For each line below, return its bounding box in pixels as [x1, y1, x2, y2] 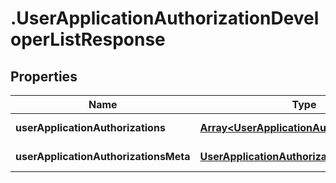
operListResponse [10, 28, 166, 51]
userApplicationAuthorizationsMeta [15, 150, 191, 163]
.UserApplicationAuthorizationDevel [10, 7, 320, 30]
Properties [10, 68, 78, 85]
